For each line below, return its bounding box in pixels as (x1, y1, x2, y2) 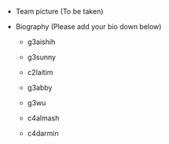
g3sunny (27, 53, 57, 61)
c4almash (27, 113, 60, 123)
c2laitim (27, 68, 53, 77)
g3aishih (27, 37, 56, 46)
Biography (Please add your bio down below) (15, 22, 162, 31)
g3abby (27, 83, 53, 92)
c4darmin (27, 129, 59, 138)
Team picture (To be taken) (15, 7, 104, 16)
